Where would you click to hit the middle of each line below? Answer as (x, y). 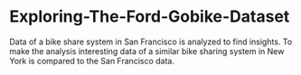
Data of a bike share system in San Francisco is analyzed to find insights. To (151, 42)
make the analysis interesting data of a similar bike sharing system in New (147, 51)
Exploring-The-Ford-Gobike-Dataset (150, 17)
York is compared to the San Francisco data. (92, 61)
